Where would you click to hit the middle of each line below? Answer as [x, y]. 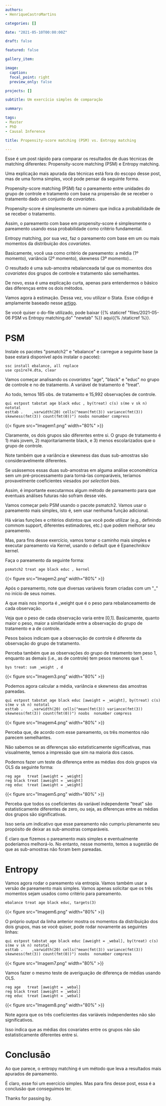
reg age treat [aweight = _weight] [44, 776]
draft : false [19, 41]
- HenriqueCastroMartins [31, 14]
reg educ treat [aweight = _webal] [43, 996]
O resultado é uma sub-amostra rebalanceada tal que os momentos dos [79, 268]
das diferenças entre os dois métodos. [44, 288]
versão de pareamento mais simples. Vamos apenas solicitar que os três [79, 888]
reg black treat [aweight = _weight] [44, 781]
